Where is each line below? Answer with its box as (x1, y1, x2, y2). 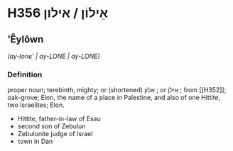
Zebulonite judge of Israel (17, 130, 93, 138)
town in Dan (17, 137, 53, 146)
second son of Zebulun (17, 122, 86, 130)
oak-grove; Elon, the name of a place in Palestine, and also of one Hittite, (7, 94, 221, 102)
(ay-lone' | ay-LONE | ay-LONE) (7, 52, 101, 60)
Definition (7, 69, 43, 79)
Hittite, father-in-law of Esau (17, 115, 101, 123)
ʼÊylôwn (7, 33, 44, 45)
